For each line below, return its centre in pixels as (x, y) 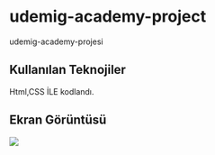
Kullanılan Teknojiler (67, 70)
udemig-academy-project (108, 17)
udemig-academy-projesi (56, 41)
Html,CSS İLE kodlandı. (52, 91)
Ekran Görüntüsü (58, 120)
